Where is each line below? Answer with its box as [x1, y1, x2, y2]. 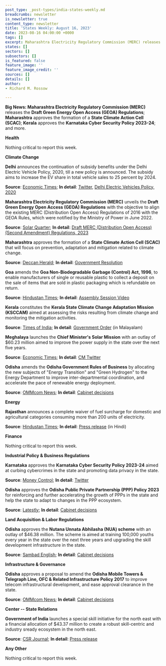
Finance [5, 433, 22, 439]
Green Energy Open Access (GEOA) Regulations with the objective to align [5, 204, 160, 210]
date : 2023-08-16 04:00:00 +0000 [5, 30, 74, 35]
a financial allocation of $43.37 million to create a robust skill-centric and [5, 621, 155, 627]
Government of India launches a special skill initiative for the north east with [5, 615, 161, 622]
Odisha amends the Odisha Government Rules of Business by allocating [5, 364, 155, 370]
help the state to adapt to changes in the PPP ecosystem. [5, 497, 122, 503]
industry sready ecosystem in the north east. [5, 626, 97, 632]
